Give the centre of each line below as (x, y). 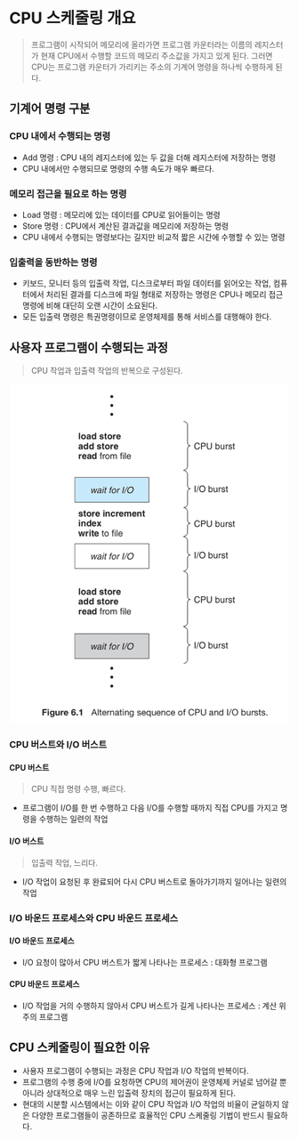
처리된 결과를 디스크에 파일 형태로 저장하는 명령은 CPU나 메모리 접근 (165, 295)
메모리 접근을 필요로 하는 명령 (68, 194)
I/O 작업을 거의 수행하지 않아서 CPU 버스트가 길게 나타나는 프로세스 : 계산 (149, 1006)
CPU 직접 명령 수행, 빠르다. (78, 789)
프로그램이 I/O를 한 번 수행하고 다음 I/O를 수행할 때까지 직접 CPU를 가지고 (150, 808)
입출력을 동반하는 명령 (53, 262)
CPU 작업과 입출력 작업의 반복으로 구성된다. (107, 371)
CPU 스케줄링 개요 (72, 18)
